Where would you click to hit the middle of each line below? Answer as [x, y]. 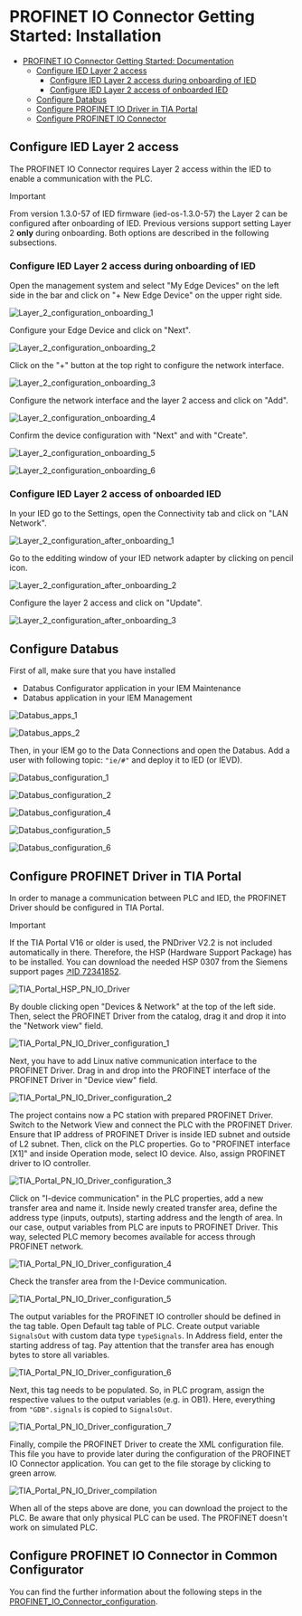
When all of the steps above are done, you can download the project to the [148, 1507]
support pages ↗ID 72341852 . [66, 971]
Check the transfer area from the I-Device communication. [118, 1281]
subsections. [33, 242]
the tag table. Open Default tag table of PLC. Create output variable [135, 1326]
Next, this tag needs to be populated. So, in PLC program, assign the [137, 1390]
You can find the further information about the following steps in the [136, 1592]
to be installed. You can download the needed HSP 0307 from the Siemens [148, 962]
